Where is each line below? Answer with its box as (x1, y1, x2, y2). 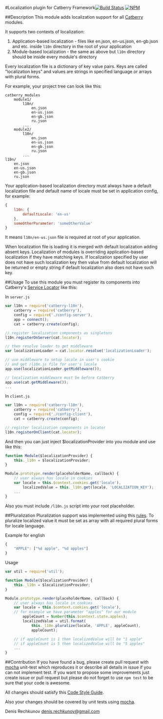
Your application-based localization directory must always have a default (5, 183, 152, 189)
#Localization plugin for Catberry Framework (5, 5, 96, 10)
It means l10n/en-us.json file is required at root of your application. (5, 234, 141, 240)
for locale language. (5, 523, 45, 528)
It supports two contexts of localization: (5, 29, 85, 34)
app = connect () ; (14, 317, 49, 322)
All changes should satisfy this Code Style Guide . (5, 690, 104, 695)
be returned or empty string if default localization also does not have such (5, 264, 154, 270)
